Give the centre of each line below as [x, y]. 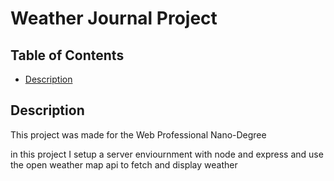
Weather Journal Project [114, 18]
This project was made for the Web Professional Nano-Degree [138, 134]
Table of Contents [67, 55]
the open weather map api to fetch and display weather [124, 164]
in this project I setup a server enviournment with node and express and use [167, 154]
